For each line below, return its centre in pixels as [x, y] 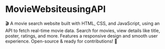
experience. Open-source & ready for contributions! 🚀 [61, 41]
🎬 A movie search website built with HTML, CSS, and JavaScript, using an [82, 23]
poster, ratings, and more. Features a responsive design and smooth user [81, 35]
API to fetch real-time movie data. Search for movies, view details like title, [83, 30]
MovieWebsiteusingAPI [56, 9]
